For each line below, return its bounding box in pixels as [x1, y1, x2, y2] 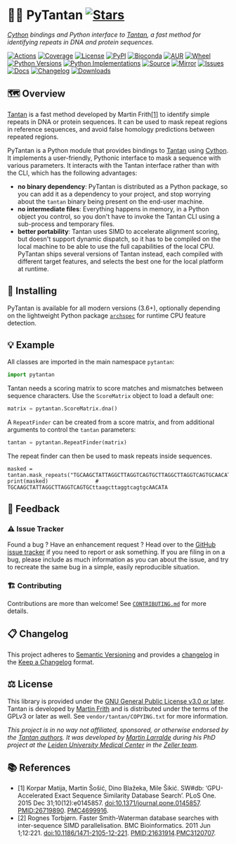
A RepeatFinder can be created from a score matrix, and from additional [7, 418, 215, 426]
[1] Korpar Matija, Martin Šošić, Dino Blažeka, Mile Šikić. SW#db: [17, 784, 204, 793]
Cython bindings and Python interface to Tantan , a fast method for [7, 30, 202, 39]
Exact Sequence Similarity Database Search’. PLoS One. [54, 791, 216, 800]
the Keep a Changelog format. [7, 657, 95, 666]
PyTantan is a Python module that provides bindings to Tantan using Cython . [7, 146, 229, 154]
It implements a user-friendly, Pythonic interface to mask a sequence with [7, 154, 221, 162]
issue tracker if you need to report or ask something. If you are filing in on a [7, 547, 225, 556]
